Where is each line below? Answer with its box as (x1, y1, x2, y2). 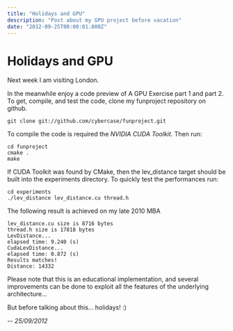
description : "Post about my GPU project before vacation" (7, 17, 182, 24)
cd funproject (7, 143, 49, 150)
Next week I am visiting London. (7, 76, 99, 84)
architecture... (7, 290, 47, 298)
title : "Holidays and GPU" (7, 10, 86, 17)
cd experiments (7, 188, 51, 195)
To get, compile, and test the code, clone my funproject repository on (7, 97, 207, 105)
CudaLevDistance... (7, 245, 64, 252)
